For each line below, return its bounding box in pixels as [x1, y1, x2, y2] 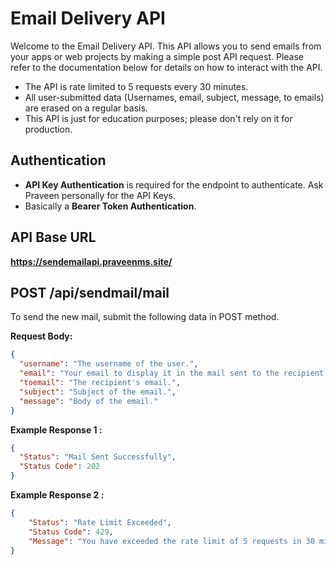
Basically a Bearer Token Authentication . [24, 200, 197, 212]
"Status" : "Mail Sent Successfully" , [19, 452, 177, 462]
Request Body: [10, 330, 73, 342]
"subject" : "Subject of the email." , [19, 387, 177, 397]
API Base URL [10, 229, 97, 246]
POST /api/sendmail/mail [10, 284, 170, 301]
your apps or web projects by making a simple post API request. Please [10, 50, 304, 62]
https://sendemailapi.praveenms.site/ [10, 255, 173, 267]
